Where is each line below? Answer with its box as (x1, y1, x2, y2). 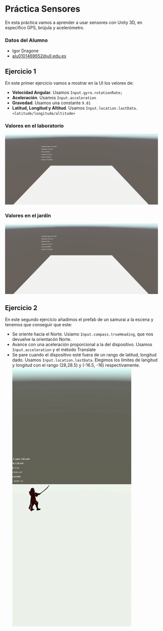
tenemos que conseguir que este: (5, 322, 72, 328)
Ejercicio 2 (5, 303, 38, 312)
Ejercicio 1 (5, 67, 36, 75)
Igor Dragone (12, 48, 39, 54)
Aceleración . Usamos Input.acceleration (12, 95, 97, 101)
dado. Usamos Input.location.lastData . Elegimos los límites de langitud (12, 357, 158, 363)
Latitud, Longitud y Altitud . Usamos (12, 105, 85, 111)
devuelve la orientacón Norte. (12, 336, 72, 342)
